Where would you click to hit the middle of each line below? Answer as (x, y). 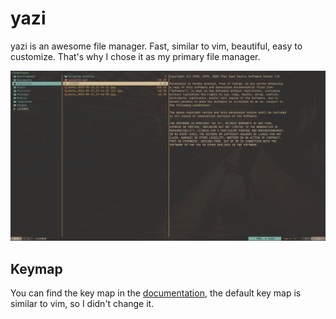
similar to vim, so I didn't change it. (82, 303)
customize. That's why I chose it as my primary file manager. (135, 56)
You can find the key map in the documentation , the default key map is (156, 293)
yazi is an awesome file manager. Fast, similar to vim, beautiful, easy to (156, 46)
